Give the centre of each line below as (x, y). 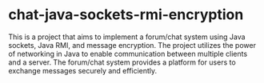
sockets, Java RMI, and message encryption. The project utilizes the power (132, 45)
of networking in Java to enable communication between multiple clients (128, 53)
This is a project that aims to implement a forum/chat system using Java (127, 37)
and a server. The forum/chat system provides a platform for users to (122, 62)
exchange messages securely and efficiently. (83, 70)
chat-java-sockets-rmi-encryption (126, 15)
